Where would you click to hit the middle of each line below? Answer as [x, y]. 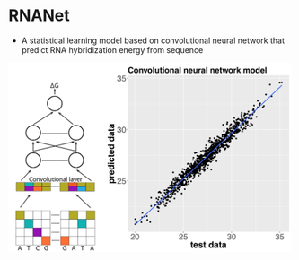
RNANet [39, 16]
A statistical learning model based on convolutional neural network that [153, 40]
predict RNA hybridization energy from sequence [112, 49]
